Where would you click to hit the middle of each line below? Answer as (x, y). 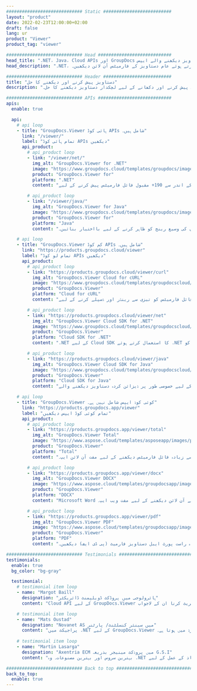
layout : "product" (28, 17)
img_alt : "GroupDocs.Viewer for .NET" (79, 163)
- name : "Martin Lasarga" (48, 647)
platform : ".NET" (53, 180)
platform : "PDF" (52, 539)
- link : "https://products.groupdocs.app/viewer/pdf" (94, 516)
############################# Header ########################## (89, 76)
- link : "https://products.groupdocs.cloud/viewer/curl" (98, 272)
